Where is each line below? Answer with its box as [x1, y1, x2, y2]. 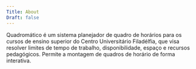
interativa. [6, 57, 32, 64]
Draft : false [6, 15, 39, 21]
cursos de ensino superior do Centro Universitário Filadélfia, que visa [6, 38, 180, 45]
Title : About [6, 8, 39, 15]
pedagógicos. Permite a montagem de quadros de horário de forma [6, 50, 175, 57]
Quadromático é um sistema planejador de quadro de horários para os [6, 31, 182, 38]
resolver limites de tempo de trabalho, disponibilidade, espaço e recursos [6, 44, 190, 51]
